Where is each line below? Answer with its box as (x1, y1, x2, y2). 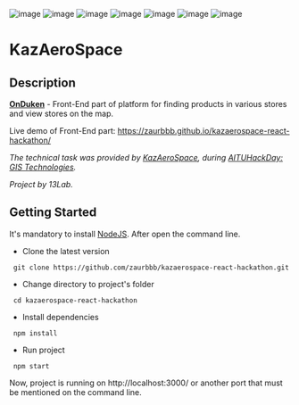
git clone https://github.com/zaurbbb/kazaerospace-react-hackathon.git (12, 263, 290, 272)
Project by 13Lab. (9, 179, 73, 189)
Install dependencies (21, 311, 100, 322)
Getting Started (9, 205, 97, 220)
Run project (21, 344, 65, 355)
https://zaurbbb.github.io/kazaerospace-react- (117, 126, 290, 136)
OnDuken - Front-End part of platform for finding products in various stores (9, 99, 287, 109)
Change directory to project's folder (21, 278, 154, 289)
